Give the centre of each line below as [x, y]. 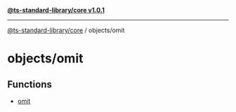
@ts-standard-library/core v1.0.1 [56, 10]
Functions [30, 84]
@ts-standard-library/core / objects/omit [66, 30]
